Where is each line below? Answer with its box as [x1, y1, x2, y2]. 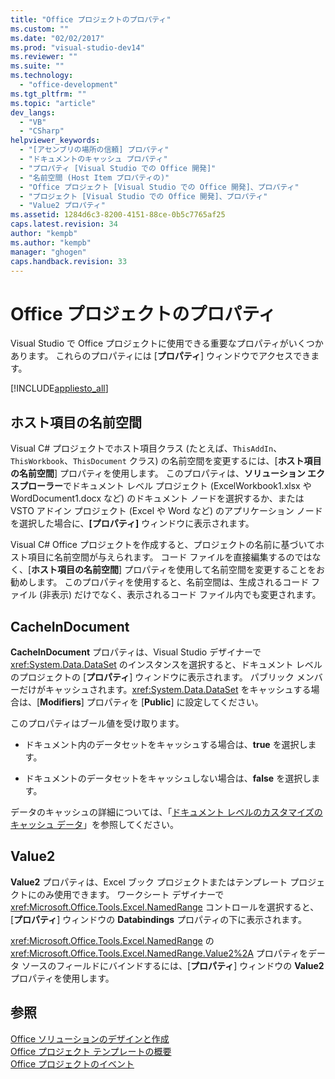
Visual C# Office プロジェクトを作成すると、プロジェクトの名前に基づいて [10, 539, 316, 551]
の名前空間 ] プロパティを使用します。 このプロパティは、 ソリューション [10, 467, 306, 480]
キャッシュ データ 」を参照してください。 [10, 818, 180, 830]
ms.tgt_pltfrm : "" [10, 89, 87, 99]
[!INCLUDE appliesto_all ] [10, 382, 109, 395]
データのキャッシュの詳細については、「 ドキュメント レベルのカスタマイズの [10, 806, 323, 818]
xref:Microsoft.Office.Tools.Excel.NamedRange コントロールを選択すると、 [10, 901, 320, 913]
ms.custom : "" [10, 24, 70, 34]
